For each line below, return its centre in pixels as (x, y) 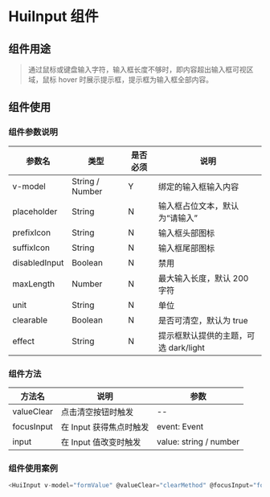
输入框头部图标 (186, 232)
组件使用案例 (33, 468)
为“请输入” (178, 218)
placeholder (35, 212)
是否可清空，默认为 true (203, 320)
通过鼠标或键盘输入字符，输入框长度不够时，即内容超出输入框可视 (137, 70)
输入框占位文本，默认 (198, 206)
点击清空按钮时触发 (97, 412)
